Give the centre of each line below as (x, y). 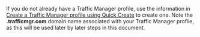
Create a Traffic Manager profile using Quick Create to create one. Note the (100, 15)
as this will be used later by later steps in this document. (76, 27)
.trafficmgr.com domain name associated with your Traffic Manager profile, (100, 21)
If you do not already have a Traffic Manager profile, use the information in (98, 9)
